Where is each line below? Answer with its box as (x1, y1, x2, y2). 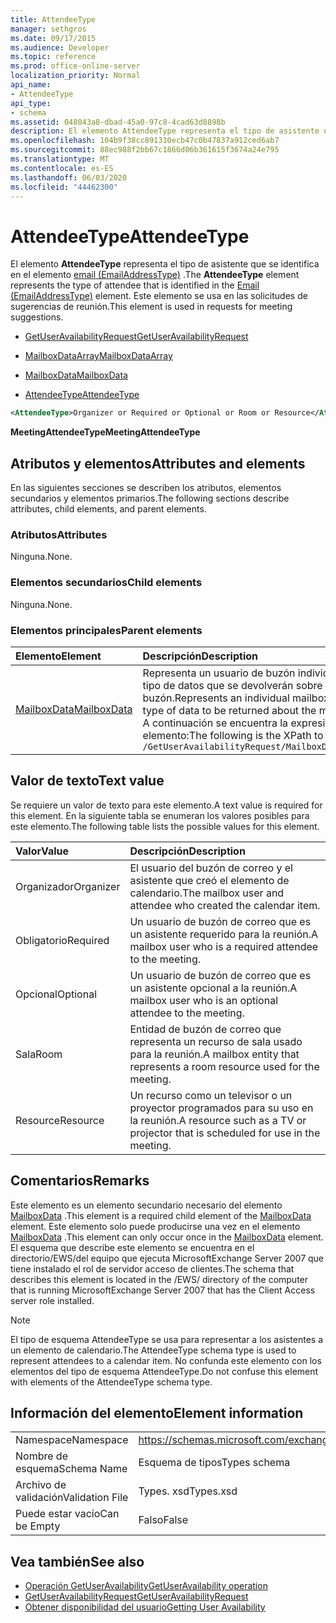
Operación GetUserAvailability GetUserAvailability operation (24, 1580, 268, 1592)
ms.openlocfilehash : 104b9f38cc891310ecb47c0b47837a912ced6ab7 (10, 136, 280, 146)
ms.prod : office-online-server (10, 61, 141, 71)
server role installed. (10, 1294, 95, 1306)
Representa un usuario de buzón (142, 666, 296, 680)
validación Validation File (15, 1491, 129, 1505)
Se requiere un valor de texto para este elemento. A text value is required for (10, 799, 323, 811)
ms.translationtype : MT (10, 154, 110, 164)
